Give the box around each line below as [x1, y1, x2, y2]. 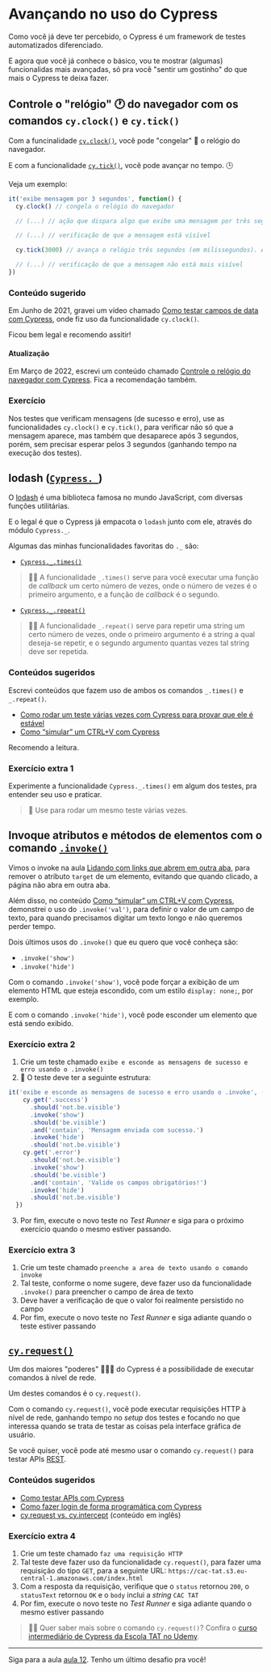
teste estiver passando [19, 1321, 97, 1331]
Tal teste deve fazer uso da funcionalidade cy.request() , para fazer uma [19, 1557, 261, 1567]
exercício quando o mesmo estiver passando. [19, 1224, 172, 1234]
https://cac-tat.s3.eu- [168, 1567, 248, 1575]
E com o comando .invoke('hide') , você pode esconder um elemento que [8, 1010, 257, 1020]
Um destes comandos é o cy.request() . [8, 1388, 141, 1399]
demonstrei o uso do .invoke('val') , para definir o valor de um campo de [8, 904, 255, 914]
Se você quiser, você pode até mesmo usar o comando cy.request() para [8, 1446, 254, 1455]
